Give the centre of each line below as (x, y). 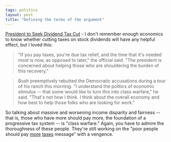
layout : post (19, 15)
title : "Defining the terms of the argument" (55, 19)
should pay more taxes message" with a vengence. (60, 134)
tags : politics (22, 10)
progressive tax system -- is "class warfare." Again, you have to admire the (85, 124)
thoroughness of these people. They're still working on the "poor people (82, 129)
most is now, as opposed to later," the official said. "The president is (90, 60)
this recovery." (33, 71)
